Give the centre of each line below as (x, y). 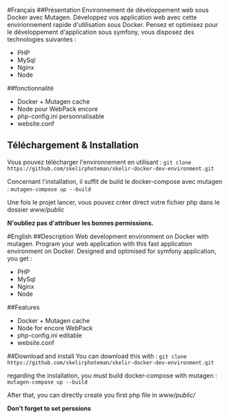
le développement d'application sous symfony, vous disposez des (101, 32)
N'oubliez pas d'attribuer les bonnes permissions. (80, 223)
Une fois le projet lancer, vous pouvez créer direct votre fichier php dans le (113, 202)
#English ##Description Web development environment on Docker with (108, 236)
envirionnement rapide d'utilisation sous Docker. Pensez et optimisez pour (113, 25)
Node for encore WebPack (55, 328)
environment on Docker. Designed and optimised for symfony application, (112, 251)
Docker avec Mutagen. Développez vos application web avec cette (102, 17)
